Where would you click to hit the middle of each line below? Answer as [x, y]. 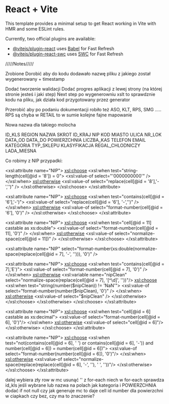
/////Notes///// [20, 64]
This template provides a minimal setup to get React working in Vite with [81, 23]
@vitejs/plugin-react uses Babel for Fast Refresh [63, 48]
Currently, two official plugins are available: [50, 39]
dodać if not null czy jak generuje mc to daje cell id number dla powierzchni [84, 390]
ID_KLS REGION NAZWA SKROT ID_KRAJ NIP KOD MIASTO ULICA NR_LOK [83, 134]
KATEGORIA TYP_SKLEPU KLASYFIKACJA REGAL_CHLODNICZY [73, 145]
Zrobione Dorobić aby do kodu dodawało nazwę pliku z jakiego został [78, 73]
